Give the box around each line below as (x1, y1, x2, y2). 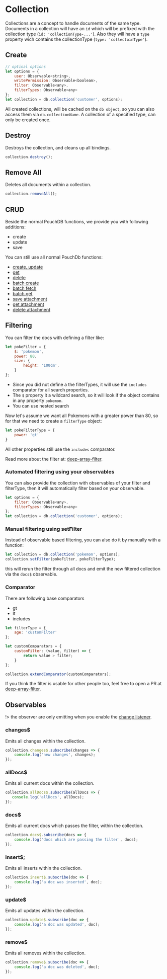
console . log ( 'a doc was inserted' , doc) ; (14, 879, 102, 885)
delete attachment (12, 306, 51, 312)
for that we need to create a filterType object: (5, 418, 102, 424)
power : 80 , (14, 354, 37, 359)
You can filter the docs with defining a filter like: (5, 335, 105, 341)
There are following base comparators (5, 595, 85, 601)
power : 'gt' (14, 432, 39, 437)
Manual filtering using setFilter (5, 526, 82, 533)
